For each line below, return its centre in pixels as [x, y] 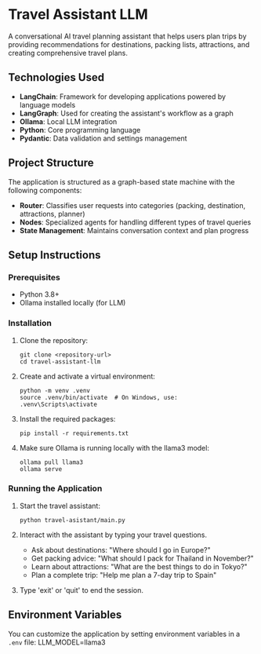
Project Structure [51, 163]
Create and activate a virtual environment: [87, 376]
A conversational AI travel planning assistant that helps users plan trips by [127, 36]
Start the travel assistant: [60, 506]
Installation [30, 323]
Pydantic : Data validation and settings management [103, 138]
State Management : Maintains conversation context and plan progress [134, 230]
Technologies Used [56, 77]
